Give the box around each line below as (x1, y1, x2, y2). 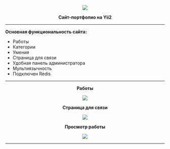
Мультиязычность (12, 66, 52, 71)
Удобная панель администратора (12, 60, 86, 66)
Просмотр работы (64, 124, 106, 130)
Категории (12, 44, 35, 50)
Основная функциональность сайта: (5, 29, 87, 35)
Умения (12, 49, 29, 55)
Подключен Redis (12, 71, 51, 77)
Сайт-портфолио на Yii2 (58, 14, 112, 20)
